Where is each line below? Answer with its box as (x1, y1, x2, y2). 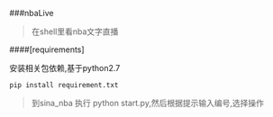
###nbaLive (9, 8, 54, 18)
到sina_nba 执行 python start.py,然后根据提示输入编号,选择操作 (31, 98, 264, 108)
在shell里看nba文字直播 (31, 26, 119, 37)
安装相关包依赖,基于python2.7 (9, 63, 121, 73)
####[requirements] (9, 44, 85, 55)
